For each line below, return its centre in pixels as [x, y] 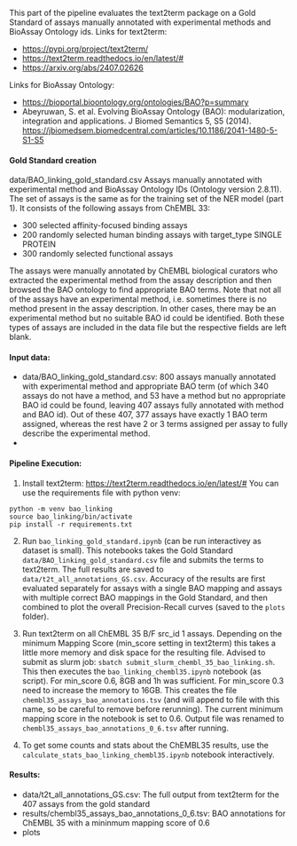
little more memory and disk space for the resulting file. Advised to [144, 652]
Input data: [30, 357]
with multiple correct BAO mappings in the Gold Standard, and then [145, 597]
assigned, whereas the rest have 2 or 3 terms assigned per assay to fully [155, 424]
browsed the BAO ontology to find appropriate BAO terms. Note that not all [145, 290]
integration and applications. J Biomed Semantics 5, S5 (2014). [137, 121]
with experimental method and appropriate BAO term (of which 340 [145, 386]
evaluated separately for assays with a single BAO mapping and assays [152, 588]
